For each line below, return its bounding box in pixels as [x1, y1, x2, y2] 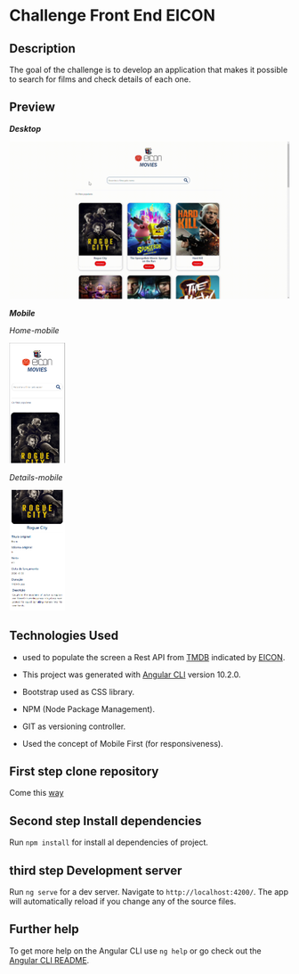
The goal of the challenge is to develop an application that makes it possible [9, 64, 288, 75]
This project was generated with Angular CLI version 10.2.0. [21, 669, 242, 680]
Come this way [9, 788, 64, 798]
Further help [9, 921, 80, 937]
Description [9, 41, 76, 56]
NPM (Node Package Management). [21, 703, 156, 714]
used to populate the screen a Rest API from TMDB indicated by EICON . [21, 651, 286, 662]
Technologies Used [9, 628, 118, 643]
